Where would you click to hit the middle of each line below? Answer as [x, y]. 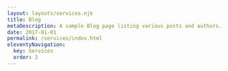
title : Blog [24, 20]
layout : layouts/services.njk [50, 13]
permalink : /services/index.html [55, 39]
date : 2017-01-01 [32, 32]
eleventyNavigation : [37, 45]
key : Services [33, 51]
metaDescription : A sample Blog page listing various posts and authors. [115, 26]
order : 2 [26, 57]
